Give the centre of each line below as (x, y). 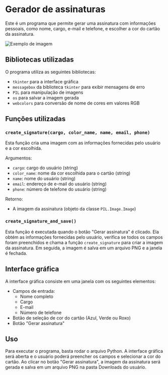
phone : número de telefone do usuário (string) (59, 189)
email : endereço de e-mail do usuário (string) (60, 184)
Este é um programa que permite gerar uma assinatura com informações (80, 23)
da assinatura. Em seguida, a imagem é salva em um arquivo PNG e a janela (84, 248)
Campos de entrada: (34, 291)
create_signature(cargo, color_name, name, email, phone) (78, 133)
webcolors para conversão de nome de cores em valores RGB (76, 103)
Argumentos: (19, 158)
